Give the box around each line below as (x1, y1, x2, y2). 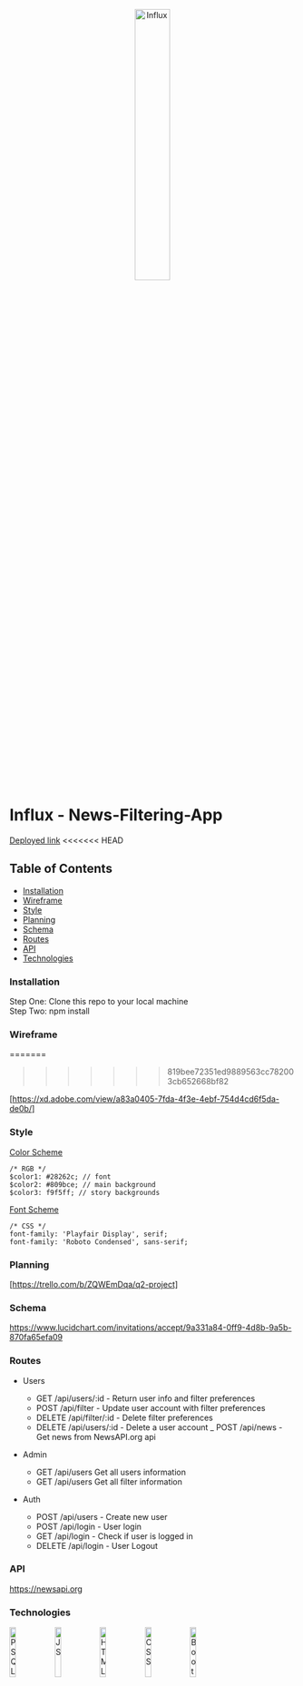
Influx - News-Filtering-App (9, 805, 223, 826)
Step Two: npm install (9, 1005, 91, 1016)
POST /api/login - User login (35, 1521, 142, 1532)
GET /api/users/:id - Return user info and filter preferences (35, 1393, 256, 1404)
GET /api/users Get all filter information (35, 1475, 183, 1487)
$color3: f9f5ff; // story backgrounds (9, 1188, 161, 1197)
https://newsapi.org (9, 1583, 83, 1594)
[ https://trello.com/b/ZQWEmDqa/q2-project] (9, 1279, 179, 1289)
